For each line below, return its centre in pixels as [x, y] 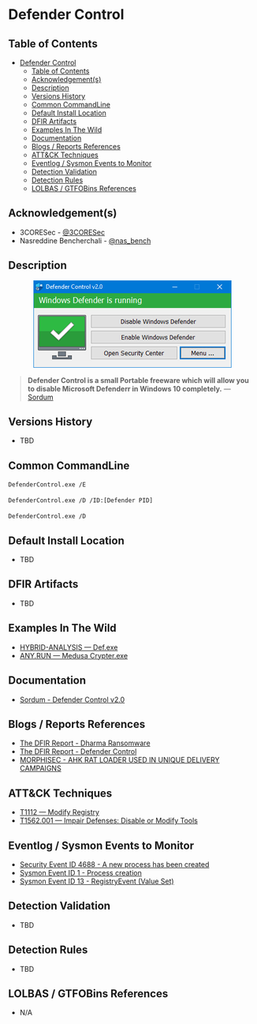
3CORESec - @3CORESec [62, 232]
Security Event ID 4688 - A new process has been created [114, 864]
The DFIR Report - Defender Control [78, 752]
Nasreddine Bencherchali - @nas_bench [85, 240]
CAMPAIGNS [40, 768]
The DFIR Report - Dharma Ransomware [85, 743]
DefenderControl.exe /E [47, 485]
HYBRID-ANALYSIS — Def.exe [69, 647]
